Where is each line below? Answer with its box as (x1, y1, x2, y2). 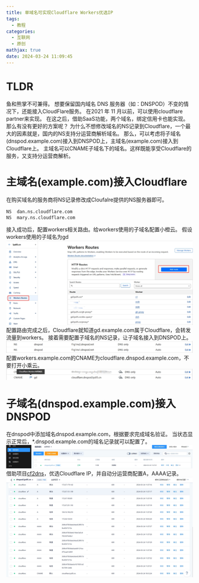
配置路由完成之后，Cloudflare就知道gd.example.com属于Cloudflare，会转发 (6, 327, 191, 334)
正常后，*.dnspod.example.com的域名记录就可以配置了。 (11, 437, 151, 445)
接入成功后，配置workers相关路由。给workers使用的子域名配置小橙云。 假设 (6, 226, 192, 233)
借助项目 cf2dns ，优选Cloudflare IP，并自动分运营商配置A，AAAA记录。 (6, 469, 182, 477)
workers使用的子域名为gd (6, 233, 69, 240)
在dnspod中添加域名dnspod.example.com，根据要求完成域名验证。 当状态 (6, 430, 188, 437)
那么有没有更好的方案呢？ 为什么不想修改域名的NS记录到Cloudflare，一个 (6, 122, 185, 130)
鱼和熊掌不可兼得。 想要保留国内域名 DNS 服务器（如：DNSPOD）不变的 (6, 100, 184, 107)
